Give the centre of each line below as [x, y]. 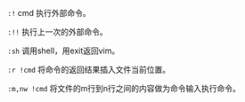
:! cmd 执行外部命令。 [49, 13]
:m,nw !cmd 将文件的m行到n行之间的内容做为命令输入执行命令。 [124, 88]
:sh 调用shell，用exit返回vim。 [64, 51]
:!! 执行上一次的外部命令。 [57, 32]
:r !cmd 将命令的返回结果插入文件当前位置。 [89, 70]
